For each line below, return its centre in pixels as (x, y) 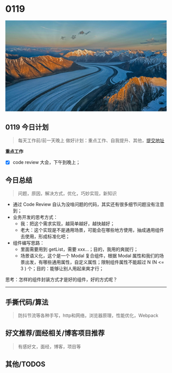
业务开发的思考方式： (35, 217)
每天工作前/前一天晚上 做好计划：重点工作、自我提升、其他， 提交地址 (91, 141)
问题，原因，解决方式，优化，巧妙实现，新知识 (67, 194)
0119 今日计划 (27, 127)
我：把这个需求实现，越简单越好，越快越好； (68, 223)
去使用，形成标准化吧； (45, 236)
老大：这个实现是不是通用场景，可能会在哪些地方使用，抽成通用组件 (92, 230)
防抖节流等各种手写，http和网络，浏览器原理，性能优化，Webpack (88, 315)
